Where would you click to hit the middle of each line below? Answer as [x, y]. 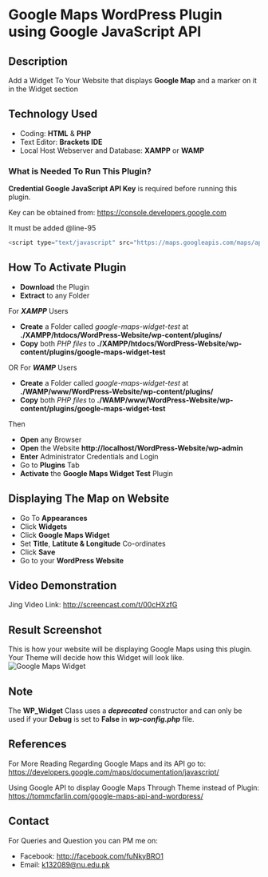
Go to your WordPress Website [72, 560]
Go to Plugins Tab [49, 465]
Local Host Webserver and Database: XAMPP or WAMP [112, 150]
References [37, 745]
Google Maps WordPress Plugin [115, 15]
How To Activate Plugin [67, 268]
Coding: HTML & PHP [55, 133]
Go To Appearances [53, 518]
